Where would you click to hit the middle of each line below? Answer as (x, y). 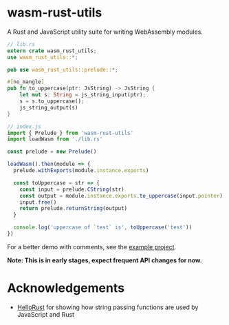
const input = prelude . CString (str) (72, 189)
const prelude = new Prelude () (52, 152)
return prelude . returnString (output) (74, 209)
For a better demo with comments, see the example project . (92, 247)
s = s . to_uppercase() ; (52, 101)
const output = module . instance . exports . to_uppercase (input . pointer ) (121, 196)
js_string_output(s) (49, 107)
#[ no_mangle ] (26, 82)
